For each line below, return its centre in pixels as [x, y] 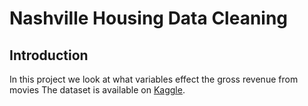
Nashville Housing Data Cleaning [149, 18]
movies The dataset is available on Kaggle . [97, 90]
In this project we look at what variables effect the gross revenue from [154, 79]
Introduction [49, 55]
